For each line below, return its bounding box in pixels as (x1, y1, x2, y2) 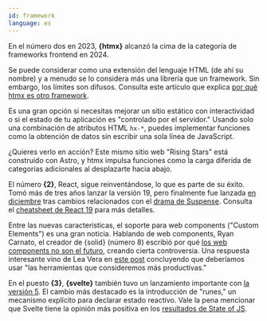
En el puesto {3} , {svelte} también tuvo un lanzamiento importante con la (8, 278, 249, 287)
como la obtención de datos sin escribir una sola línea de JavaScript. (8, 131, 235, 141)
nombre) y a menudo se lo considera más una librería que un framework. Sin (8, 73, 260, 83)
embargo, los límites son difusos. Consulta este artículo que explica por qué (8, 81, 257, 92)
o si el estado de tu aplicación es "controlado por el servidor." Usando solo (8, 114, 253, 124)
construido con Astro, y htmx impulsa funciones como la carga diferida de (8, 155, 252, 164)
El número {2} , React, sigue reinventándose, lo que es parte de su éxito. (8, 179, 245, 188)
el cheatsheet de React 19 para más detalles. (8, 204, 155, 214)
